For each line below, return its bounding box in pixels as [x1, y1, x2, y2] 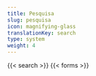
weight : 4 [7, 42, 36, 49]
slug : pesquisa [7, 17, 51, 23]
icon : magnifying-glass [7, 23, 77, 30]
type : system [7, 36, 45, 43]
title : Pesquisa [7, 10, 54, 17]
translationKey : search [7, 29, 77, 37]
